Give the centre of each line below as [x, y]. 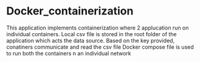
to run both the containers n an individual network [69, 53]
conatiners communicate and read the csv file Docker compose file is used [100, 47]
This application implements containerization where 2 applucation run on [98, 28]
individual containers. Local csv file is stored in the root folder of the [92, 34]
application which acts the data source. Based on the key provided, [91, 40]
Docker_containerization [70, 11]
